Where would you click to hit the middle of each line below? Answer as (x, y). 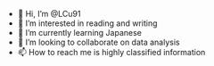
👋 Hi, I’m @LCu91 (49, 14)
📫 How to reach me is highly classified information (111, 52)
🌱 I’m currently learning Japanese (80, 33)
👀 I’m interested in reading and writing (87, 23)
